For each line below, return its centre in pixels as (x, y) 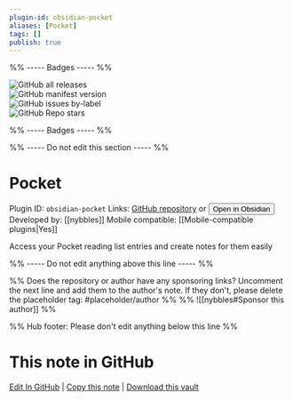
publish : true (36, 42)
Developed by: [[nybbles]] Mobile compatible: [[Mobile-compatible (131, 220)
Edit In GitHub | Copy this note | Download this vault (104, 387)
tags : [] (25, 34)
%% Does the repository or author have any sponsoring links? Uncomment (146, 281)
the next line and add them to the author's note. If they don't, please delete (146, 291)
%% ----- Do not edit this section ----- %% (89, 148)
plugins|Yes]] (33, 229)
